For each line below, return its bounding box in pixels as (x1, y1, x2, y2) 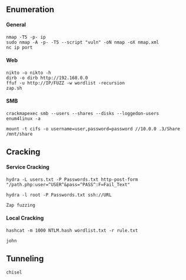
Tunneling (6, 254, 44, 264)
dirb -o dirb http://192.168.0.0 (6, 75, 88, 81)
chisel (6, 269, 22, 275)
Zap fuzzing (6, 202, 35, 208)
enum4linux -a (6, 116, 41, 122)
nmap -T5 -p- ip (6, 34, 46, 40)
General (6, 21, 26, 28)
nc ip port (6, 44, 33, 50)
